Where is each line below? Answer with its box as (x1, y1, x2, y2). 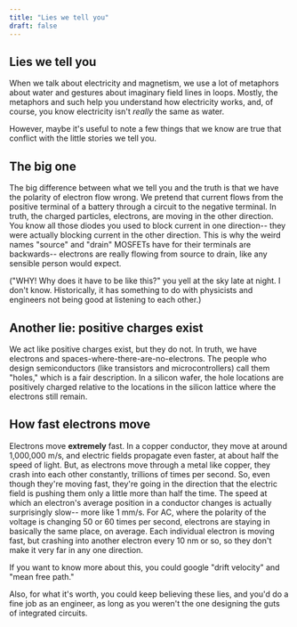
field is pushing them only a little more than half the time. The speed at (9, 487, 268, 499)
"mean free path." (9, 571, 75, 582)
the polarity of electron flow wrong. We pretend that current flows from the (9, 192, 284, 203)
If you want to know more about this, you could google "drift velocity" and (9, 562, 280, 573)
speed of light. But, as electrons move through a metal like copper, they (9, 460, 271, 470)
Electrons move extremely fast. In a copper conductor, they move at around (9, 440, 287, 451)
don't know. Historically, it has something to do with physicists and (9, 285, 253, 296)
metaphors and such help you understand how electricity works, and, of (9, 97, 274, 108)
